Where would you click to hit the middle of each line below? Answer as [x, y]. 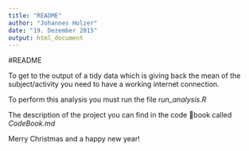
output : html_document [46, 38]
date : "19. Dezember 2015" [53, 30]
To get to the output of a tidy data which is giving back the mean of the [124, 75]
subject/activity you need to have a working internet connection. [114, 84]
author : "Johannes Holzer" [53, 23]
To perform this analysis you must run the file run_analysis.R [107, 99]
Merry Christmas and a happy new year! [74, 139]
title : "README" [35, 15]
